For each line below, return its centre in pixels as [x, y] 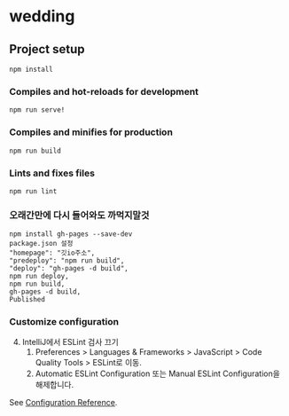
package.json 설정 [41, 244]
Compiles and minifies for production [91, 132]
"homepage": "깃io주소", [52, 253]
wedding [42, 16]
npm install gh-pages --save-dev [71, 234]
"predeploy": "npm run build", [67, 261]
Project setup [47, 49]
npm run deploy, [39, 277]
